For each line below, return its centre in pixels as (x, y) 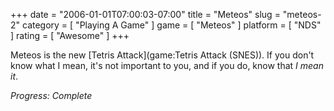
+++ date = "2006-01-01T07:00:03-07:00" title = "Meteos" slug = (145, 14)
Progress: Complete (51, 95)
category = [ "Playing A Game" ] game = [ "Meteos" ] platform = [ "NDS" (171, 25)
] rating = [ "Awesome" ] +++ (70, 35)
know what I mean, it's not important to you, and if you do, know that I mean (167, 65)
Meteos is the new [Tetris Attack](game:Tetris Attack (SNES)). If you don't (162, 55)
